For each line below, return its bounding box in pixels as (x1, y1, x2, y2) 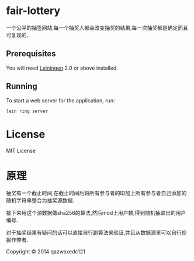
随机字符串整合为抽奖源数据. (6, 197, 75, 204)
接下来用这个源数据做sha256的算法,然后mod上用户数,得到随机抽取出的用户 (6, 210, 186, 217)
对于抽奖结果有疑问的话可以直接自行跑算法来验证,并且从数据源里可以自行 (6, 229, 182, 236)
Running (6, 81, 38, 91)
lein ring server (6, 108, 49, 114)
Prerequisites (6, 49, 56, 59)
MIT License (6, 147, 36, 154)
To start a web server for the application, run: (6, 97, 115, 104)
